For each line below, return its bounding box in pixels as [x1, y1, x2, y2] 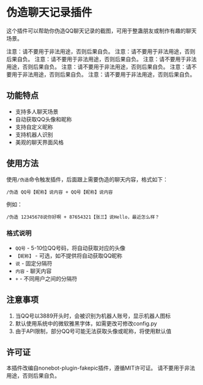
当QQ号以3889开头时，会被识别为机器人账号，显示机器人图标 [15, 312, 171, 319]
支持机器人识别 [15, 131, 53, 138]
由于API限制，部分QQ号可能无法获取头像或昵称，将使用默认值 [15, 327, 172, 335]
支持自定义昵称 [15, 123, 53, 131]
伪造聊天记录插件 [6, 6, 93, 20]
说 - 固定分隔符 [15, 259, 53, 267]
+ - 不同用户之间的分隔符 [15, 275, 78, 282]
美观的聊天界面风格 [15, 139, 64, 146]
